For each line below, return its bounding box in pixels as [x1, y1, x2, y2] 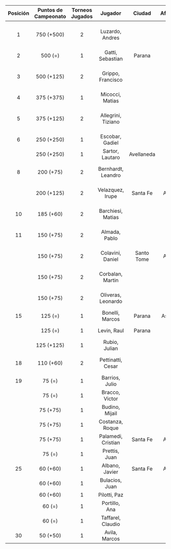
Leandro [101, 172, 121, 179]
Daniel [103, 256, 119, 263]
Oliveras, [100, 291, 122, 298]
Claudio [101, 520, 121, 528]
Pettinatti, [99, 356, 123, 363]
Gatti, [104, 49, 118, 56]
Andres [102, 34, 120, 41]
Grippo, [101, 70, 120, 77]
